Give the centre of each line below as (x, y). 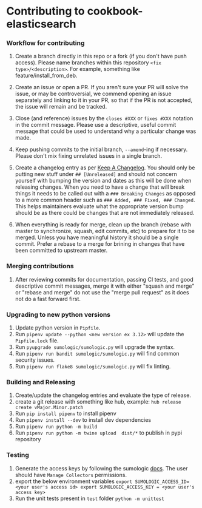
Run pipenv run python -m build (56, 427)
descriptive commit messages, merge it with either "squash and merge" (105, 286)
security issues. (35, 360)
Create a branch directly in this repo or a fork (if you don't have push (101, 56)
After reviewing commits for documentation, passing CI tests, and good (104, 279)
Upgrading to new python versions (59, 314)
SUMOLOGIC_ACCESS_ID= (162, 482)
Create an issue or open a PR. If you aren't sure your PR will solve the (102, 87)
